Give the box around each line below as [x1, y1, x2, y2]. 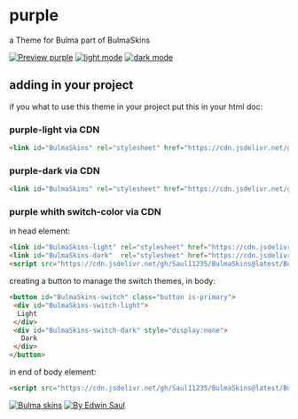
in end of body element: [9, 367, 97, 377]
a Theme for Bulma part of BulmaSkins [9, 35, 151, 45]
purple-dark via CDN [9, 164, 100, 177]
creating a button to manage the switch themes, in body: [9, 276, 216, 287]
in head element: [9, 225, 71, 236]
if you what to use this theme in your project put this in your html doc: [9, 101, 263, 112]
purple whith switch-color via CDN [9, 206, 161, 218]
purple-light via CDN [9, 123, 100, 136]
